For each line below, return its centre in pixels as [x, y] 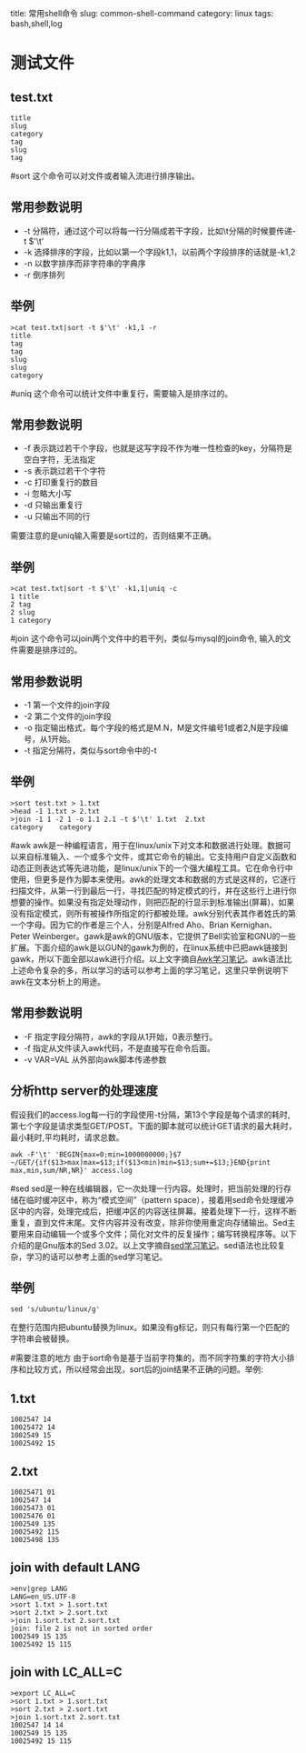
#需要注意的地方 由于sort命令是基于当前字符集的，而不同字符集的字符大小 [148, 1358]
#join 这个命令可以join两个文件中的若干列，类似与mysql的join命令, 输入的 [147, 638]
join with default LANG [75, 1568]
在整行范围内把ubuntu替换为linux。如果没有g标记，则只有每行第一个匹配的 [150, 1327]
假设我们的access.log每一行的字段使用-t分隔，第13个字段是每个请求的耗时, [150, 1114]
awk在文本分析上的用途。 [58, 981]
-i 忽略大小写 [47, 494]
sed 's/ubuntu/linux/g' [55, 1309]
